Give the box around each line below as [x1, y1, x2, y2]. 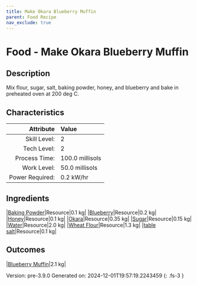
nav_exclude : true [6, 19, 51, 25]
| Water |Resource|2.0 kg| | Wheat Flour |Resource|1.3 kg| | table [6, 222, 156, 228]
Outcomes [6, 245, 45, 255]
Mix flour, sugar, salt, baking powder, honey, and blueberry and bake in [6, 84, 179, 91]
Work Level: [22, 163, 55, 172]
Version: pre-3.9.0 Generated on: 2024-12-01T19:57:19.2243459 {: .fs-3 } [6, 272, 185, 279]
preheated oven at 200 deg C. [6, 90, 80, 97]
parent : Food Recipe [6, 14, 57, 20]
